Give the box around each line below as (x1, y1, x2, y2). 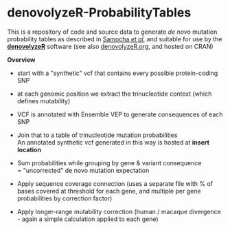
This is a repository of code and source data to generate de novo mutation (7, 28, 218, 36)
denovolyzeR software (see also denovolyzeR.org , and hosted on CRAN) (7, 42, 214, 50)
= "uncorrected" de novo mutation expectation (16, 166, 150, 174)
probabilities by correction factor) (16, 194, 113, 202)
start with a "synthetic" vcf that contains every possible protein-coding (16, 69, 218, 77)
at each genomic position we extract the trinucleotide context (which (16, 90, 212, 98)
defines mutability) (16, 96, 71, 105)
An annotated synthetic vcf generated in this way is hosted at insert (16, 138, 209, 146)
